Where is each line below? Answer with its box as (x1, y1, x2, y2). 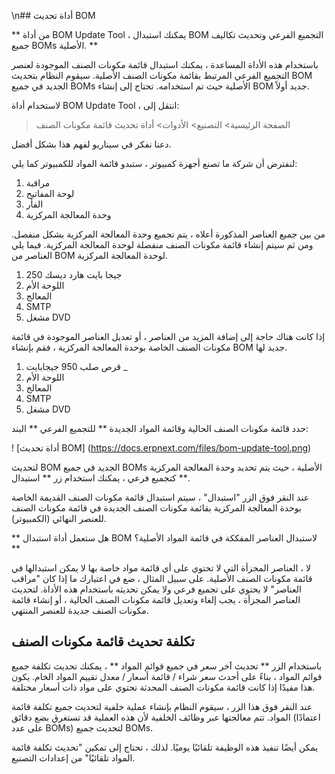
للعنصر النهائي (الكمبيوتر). (11, 513, 107, 524)
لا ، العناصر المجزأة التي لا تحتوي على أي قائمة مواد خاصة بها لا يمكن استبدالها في (11, 562, 311, 574)
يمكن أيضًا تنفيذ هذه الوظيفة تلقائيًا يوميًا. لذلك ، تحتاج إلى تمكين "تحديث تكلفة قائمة (11, 741, 319, 753)
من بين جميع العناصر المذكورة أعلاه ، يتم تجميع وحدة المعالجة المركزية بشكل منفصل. (11, 228, 326, 240)
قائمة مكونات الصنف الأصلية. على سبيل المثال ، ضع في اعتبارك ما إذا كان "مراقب (11, 573, 313, 584)
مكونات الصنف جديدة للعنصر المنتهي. (11, 605, 149, 616)
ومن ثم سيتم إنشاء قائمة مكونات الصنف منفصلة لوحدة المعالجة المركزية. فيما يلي (11, 239, 314, 250)
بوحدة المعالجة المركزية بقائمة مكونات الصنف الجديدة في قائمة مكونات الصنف (11, 502, 302, 514)
